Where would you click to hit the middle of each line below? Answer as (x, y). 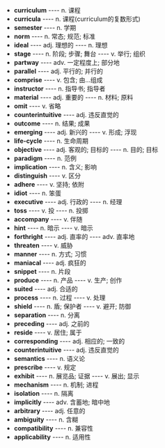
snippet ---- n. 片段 (42, 271)
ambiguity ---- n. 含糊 (46, 419)
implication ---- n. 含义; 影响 (55, 167)
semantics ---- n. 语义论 (49, 358)
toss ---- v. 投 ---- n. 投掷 (51, 210)
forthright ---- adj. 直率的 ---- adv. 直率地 (74, 237)
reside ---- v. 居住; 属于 (48, 332)
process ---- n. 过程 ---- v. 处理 (60, 298)
